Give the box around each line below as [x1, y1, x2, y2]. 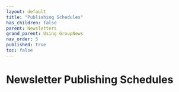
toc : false [6, 47, 33, 53]
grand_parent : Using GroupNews [6, 31, 84, 37]
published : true [6, 42, 46, 48]
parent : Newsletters [6, 25, 57, 31]
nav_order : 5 [6, 36, 39, 42]
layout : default [6, 8, 46, 15]
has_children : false [6, 20, 57, 26]
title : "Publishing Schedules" [6, 14, 84, 20]
